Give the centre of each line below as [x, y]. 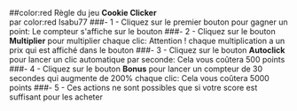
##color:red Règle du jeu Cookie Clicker [83, 13]
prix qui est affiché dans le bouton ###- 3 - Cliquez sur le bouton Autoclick [147, 50]
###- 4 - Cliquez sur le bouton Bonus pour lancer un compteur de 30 [136, 69]
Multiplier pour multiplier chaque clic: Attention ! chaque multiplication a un [147, 41]
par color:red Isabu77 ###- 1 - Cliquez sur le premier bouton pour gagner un [148, 22]
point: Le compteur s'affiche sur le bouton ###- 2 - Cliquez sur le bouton [143, 31]
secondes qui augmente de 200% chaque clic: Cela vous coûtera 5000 [140, 78]
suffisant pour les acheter [56, 97]
